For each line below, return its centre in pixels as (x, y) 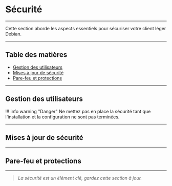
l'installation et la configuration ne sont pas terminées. (62, 117)
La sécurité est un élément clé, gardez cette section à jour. (80, 178)
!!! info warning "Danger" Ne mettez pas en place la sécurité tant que (78, 111)
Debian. (14, 34)
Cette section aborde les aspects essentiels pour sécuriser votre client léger (86, 28)
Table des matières (36, 55)
